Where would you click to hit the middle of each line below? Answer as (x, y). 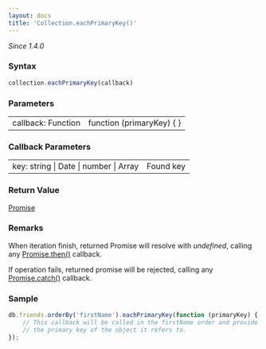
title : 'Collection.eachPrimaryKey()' (72, 23)
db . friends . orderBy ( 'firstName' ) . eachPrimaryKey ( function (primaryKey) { (133, 316)
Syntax (22, 66)
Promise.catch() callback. (50, 278)
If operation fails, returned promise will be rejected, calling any (111, 269)
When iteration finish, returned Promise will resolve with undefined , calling (130, 245)
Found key (166, 167)
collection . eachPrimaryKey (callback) (71, 83)
